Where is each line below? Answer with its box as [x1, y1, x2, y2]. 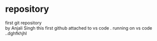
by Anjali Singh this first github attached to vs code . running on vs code [5, 25, 153, 31]
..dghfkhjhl [5, 30, 27, 36]
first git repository [5, 20, 42, 26]
